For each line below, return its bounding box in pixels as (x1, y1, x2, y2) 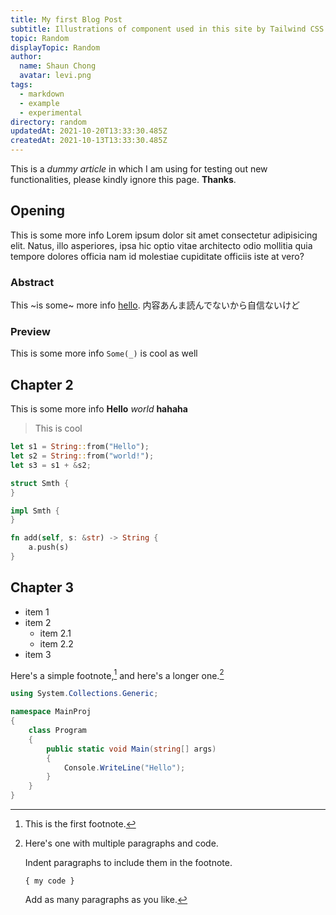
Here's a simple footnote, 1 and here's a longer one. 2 (10, 667, 225, 681)
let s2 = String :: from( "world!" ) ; (10, 451, 155, 461)
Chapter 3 (10, 579, 75, 596)
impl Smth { (10, 506, 60, 516)
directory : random (10, 117, 87, 127)
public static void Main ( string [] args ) (46, 744, 217, 754)
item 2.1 (39, 627, 72, 639)
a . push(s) (28, 542, 70, 553)
